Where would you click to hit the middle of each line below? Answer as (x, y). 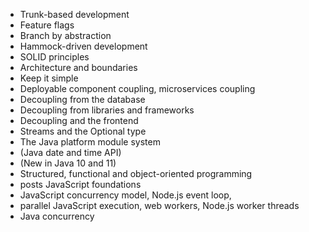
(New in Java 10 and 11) (68, 163)
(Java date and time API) (70, 152)
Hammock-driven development (83, 46)
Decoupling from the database (82, 99)
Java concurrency (57, 216)
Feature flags (47, 25)
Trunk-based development (74, 14)
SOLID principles (54, 57)
